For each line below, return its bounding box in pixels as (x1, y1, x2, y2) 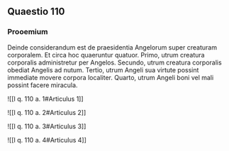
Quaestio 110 (7, 6, 65, 18)
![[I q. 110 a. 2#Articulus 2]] (7, 108, 86, 116)
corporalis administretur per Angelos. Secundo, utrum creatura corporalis (7, 58, 222, 67)
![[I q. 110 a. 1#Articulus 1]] (7, 94, 84, 103)
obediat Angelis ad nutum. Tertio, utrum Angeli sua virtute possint (7, 65, 199, 74)
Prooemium (7, 27, 48, 37)
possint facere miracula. (7, 81, 78, 89)
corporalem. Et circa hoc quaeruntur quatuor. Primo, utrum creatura (7, 50, 205, 59)
